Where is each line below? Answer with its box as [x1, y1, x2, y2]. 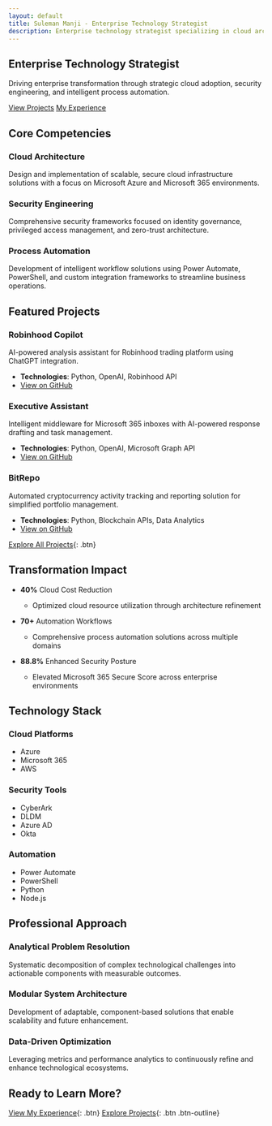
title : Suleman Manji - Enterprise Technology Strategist [8, 19, 208, 28]
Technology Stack [8, 704, 102, 718]
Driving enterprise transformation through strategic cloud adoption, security [8, 79, 261, 88]
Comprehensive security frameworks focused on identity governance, [8, 217, 243, 226]
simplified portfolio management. [8, 499, 119, 509]
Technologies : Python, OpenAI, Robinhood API [19, 372, 177, 382]
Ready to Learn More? [8, 1086, 122, 1100]
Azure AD [19, 820, 53, 830]
